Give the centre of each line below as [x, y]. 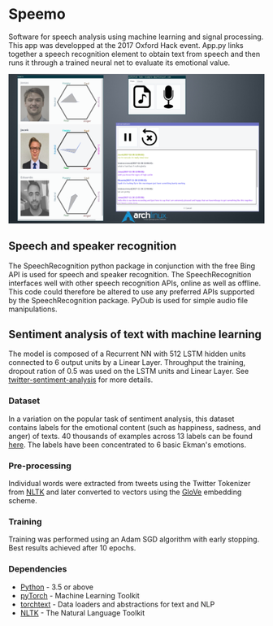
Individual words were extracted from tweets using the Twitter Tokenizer [130, 483]
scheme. [23, 500]
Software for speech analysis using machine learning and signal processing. [136, 37]
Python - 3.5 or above [56, 587]
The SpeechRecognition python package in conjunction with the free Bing [132, 266]
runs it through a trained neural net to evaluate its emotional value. [119, 63]
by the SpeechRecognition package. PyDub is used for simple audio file [128, 300]
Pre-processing [40, 466]
